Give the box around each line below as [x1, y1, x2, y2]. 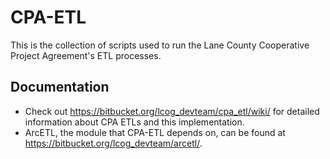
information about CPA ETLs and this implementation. [24, 116, 245, 128]
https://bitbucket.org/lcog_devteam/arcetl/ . [24, 137, 203, 149]
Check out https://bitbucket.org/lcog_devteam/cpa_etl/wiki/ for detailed [24, 105, 320, 117]
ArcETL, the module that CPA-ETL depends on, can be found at [24, 126, 286, 138]
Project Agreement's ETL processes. [10, 49, 162, 61]
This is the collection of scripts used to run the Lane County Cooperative [10, 39, 310, 51]
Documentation [10, 79, 110, 96]
